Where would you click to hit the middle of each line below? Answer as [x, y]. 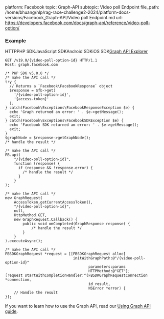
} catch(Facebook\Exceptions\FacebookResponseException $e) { [70, 108]
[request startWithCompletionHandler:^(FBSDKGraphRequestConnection [76, 275]
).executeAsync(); [24, 241]
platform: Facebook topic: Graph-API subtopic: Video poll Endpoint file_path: [82, 7]
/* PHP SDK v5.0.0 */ [27, 73]
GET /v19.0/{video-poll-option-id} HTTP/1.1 [51, 60]
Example [16, 40]
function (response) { [37, 164]
